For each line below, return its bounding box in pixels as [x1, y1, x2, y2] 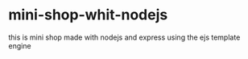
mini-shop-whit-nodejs [8, 6, 168, 24]
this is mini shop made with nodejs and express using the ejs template [8, 32, 241, 42]
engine [8, 40, 31, 50]
